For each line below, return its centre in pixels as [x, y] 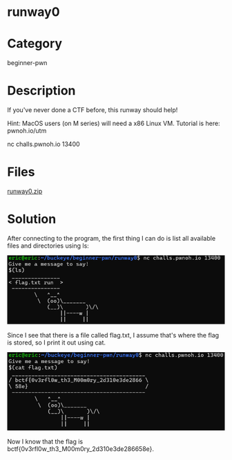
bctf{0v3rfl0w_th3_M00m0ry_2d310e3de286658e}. [80, 449]
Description [41, 91]
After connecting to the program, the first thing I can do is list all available [112, 238]
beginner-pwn [27, 63]
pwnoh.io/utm [27, 131]
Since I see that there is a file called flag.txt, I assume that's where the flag [113, 335]
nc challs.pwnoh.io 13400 [44, 144]
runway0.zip [25, 191]
